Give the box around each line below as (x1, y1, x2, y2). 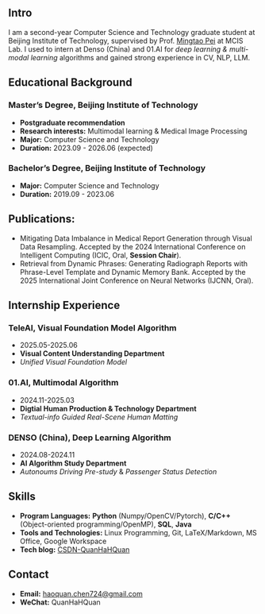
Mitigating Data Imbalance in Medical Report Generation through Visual (19, 234, 252, 243)
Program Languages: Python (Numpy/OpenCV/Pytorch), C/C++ (19, 511, 232, 520)
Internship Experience (8, 299, 121, 312)
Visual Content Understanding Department (19, 349, 165, 358)
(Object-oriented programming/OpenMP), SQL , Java (19, 519, 192, 529)
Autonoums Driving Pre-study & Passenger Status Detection (19, 466, 217, 476)
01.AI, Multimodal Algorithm (8, 377, 119, 388)
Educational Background (8, 75, 132, 90)
